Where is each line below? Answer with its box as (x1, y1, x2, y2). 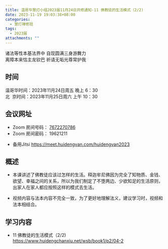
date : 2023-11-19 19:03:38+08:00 (5, 12, 76, 17)
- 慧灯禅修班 (10, 21, 34, 27)
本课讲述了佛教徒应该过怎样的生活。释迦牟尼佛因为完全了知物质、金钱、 (12, 172, 163, 178)
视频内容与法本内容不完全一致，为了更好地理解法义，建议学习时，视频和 (12, 195, 163, 201)
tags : (5, 26, 17, 31)
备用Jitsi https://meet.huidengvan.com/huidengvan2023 (12, 141, 130, 147)
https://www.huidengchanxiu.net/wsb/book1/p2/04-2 (12, 238, 124, 244)
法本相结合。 (12, 201, 39, 207)
